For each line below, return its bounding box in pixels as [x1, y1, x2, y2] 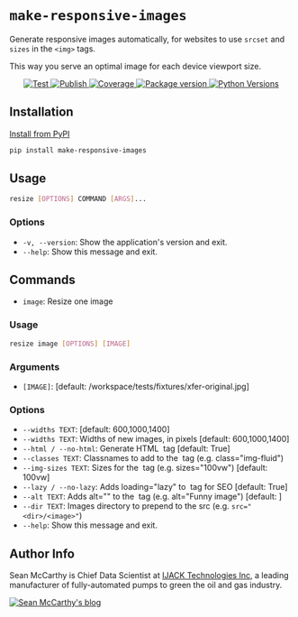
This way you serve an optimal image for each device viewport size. [9, 60, 262, 71]
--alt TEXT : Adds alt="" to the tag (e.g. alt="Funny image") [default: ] [22, 491, 282, 502]
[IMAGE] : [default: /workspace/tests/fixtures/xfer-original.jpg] [22, 381, 250, 391]
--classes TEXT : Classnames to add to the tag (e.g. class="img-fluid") [22, 453, 284, 464]
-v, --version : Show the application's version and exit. [22, 236, 228, 247]
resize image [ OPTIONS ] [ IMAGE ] [9, 339, 131, 348]
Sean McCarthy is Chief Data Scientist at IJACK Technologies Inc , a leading [9, 570, 290, 580]
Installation [9, 105, 74, 120]
